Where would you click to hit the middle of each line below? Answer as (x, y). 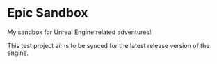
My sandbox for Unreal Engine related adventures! (79, 32)
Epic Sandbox (48, 13)
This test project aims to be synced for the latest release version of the (108, 45)
